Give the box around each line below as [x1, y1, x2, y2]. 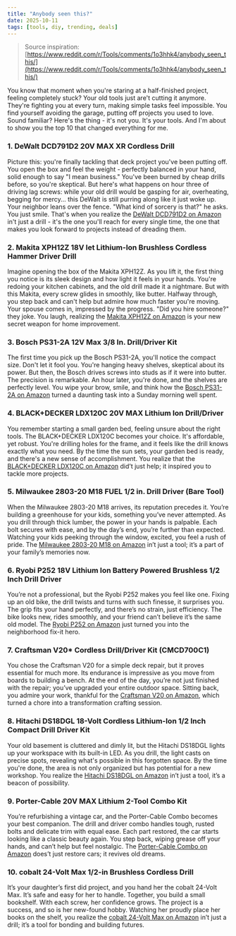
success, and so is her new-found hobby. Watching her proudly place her [7, 906, 221, 914]
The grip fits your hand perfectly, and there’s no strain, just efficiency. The [7, 605, 223, 614]
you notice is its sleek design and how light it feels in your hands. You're [7, 274, 217, 283]
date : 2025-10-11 [7, 17, 58, 24]
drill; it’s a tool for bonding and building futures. [7, 920, 144, 929]
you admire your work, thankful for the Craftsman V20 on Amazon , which [7, 691, 220, 700]
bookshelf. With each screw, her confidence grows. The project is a [7, 898, 204, 906]
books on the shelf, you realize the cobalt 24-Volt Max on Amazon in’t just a [7, 913, 227, 922]
